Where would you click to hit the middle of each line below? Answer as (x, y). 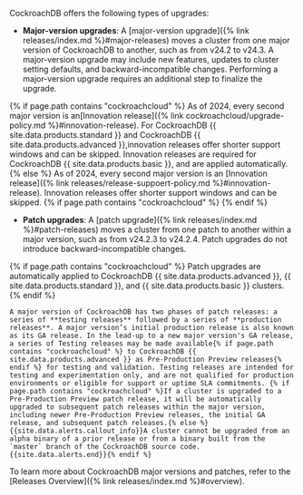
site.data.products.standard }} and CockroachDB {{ (105, 135)
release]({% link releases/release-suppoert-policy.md (110, 183)
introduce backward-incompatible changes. (104, 249)
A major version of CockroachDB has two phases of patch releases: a (144, 312)
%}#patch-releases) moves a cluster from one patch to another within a (157, 229)
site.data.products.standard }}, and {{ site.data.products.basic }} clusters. (147, 286)
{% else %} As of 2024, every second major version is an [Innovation (138, 173)
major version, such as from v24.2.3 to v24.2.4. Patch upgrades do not (155, 239)
